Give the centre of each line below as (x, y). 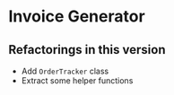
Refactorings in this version (87, 50)
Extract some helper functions (77, 81)
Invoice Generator (77, 17)
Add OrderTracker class (65, 71)
